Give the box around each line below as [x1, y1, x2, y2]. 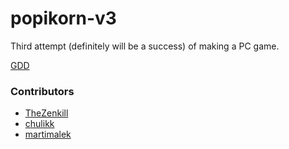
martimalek [24, 128, 72, 141]
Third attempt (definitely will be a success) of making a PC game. [10, 40, 280, 52]
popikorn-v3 [10, 7, 117, 30]
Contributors [10, 84, 75, 98]
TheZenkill [24, 107, 69, 119]
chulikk [24, 118, 55, 130]
